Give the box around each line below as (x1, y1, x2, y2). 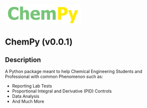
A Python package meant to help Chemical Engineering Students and (5, 69, 143, 75)
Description (5, 56, 41, 64)
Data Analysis (12, 93, 40, 99)
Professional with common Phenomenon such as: (5, 74, 104, 79)
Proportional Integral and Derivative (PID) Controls (12, 88, 112, 94)
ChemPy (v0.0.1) (5, 36, 73, 47)
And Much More (12, 98, 44, 105)
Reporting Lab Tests (12, 83, 52, 89)
